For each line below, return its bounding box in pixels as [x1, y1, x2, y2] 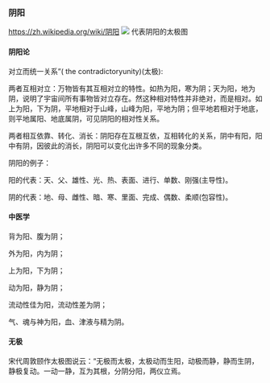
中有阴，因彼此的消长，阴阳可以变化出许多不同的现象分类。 [8, 141, 206, 150]
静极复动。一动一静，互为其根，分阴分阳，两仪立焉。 [8, 366, 185, 376]
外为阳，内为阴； [8, 248, 65, 258]
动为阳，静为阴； [8, 282, 65, 292]
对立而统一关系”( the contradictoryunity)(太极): [8, 66, 164, 76]
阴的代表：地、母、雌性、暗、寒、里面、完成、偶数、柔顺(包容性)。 [8, 191, 233, 202]
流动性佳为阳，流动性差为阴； [8, 299, 107, 309]
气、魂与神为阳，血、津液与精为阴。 [8, 316, 129, 327]
